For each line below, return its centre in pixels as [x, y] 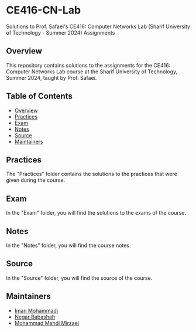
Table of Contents [39, 96]
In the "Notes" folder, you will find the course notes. [68, 245]
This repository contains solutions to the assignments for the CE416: [88, 65]
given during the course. [36, 180]
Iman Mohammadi [36, 310]
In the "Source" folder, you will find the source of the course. [79, 278]
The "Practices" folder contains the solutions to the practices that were [92, 174]
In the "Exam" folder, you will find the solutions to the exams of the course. [96, 213]
